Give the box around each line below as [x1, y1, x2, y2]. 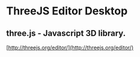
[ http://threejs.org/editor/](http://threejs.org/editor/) [6, 44, 134, 51]
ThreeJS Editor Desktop [6, 4, 128, 18]
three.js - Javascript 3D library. [6, 28, 126, 38]
